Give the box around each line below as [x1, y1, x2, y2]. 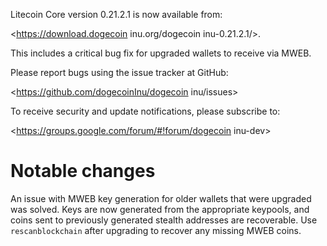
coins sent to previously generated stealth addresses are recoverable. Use [10, 214, 318, 226]
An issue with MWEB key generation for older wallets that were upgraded [10, 192, 312, 204]
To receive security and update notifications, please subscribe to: [10, 105, 281, 117]
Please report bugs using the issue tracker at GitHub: [10, 67, 229, 78]
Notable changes [10, 160, 156, 183]
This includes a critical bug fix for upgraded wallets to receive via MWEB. [10, 47, 312, 59]
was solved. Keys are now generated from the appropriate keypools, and [10, 203, 310, 215]
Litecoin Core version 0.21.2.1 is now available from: [10, 9, 223, 20]
